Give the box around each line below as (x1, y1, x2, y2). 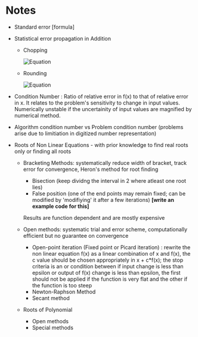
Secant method (32, 294, 70, 302)
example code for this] (32, 203, 89, 210)
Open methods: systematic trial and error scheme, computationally (23, 225, 188, 233)
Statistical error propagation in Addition (14, 35, 112, 42)
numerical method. (14, 112, 61, 119)
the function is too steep (32, 281, 92, 289)
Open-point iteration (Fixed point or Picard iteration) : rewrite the (32, 243, 191, 251)
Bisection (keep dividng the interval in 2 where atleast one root (32, 177, 186, 184)
